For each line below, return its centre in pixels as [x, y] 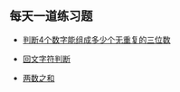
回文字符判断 [46, 59]
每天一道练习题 [51, 16]
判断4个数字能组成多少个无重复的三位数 [96, 40]
